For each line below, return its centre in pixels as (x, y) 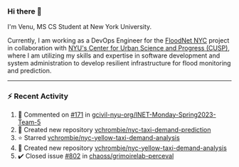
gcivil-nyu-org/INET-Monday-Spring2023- (154, 114)
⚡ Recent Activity (38, 97)
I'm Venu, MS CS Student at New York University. (80, 27)
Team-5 (29, 122)
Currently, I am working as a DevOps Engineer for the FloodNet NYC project (118, 41)
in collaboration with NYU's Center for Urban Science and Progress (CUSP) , (118, 48)
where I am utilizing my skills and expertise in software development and (114, 55)
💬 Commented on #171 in (54, 114)
